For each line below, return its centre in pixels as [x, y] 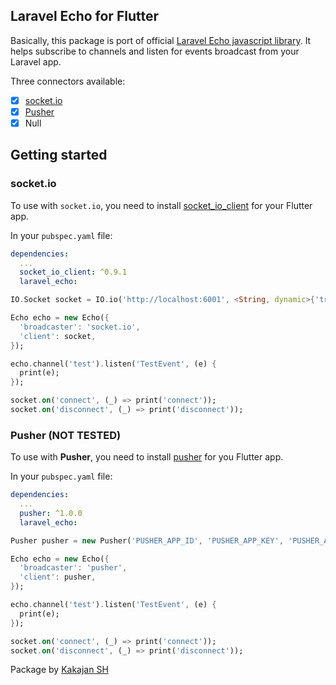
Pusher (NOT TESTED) [66, 435]
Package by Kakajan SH [59, 670]
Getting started [59, 155]
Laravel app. [36, 61]
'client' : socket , [58, 336]
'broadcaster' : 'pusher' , [73, 568]
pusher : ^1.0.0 [51, 513]
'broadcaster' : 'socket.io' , [80, 327]
